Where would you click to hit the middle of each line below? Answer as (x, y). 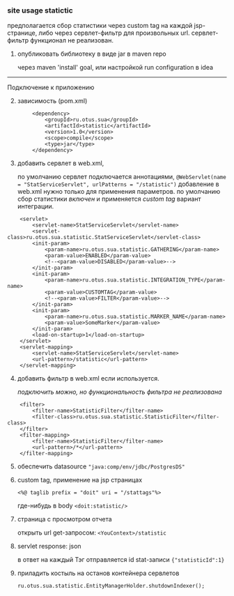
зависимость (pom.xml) (52, 101)
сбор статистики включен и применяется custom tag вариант (109, 199)
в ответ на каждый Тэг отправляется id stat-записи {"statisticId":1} (121, 560)
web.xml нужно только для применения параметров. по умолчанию (119, 192)
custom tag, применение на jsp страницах (80, 480)
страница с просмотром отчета (65, 519)
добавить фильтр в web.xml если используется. (88, 379)
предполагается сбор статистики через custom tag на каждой (100, 26)
